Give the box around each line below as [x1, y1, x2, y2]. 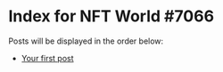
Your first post [21, 52, 74, 63]
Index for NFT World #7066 [8, 6, 215, 27]
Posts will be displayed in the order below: [8, 36, 164, 46]
